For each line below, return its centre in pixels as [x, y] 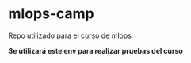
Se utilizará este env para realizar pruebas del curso [96, 50]
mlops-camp [51, 14]
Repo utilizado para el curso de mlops [70, 35]
